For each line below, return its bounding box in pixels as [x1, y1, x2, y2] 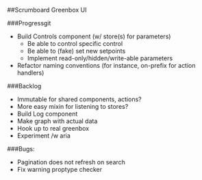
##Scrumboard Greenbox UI [7, 6, 87, 14]
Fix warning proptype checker [16, 166, 103, 173]
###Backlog [7, 82, 42, 90]
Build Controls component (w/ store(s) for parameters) [16, 32, 171, 40]
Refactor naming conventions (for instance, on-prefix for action [16, 62, 197, 69]
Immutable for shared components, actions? [16, 95, 142, 103]
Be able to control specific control [27, 40, 123, 47]
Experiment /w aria [16, 131, 71, 140]
